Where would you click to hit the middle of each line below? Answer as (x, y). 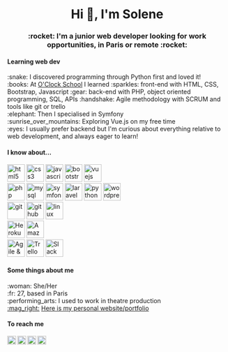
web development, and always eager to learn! (73, 136)
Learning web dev (34, 61)
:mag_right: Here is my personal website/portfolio (78, 308)
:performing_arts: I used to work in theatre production (84, 300)
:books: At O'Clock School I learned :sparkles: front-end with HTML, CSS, (113, 85)
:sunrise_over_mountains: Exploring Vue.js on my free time (91, 122)
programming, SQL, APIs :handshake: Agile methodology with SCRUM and (114, 99)
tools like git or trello (37, 107)
